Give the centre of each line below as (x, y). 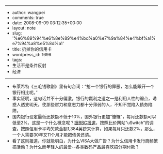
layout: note (24, 28)
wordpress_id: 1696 (32, 54)
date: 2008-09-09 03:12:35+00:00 (47, 23)
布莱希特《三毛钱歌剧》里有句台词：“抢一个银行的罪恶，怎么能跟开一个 (83, 86)
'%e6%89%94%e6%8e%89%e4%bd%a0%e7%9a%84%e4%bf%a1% (84, 38)
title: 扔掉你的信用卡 (32, 49)
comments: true (28, 18)
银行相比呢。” (25, 92)
